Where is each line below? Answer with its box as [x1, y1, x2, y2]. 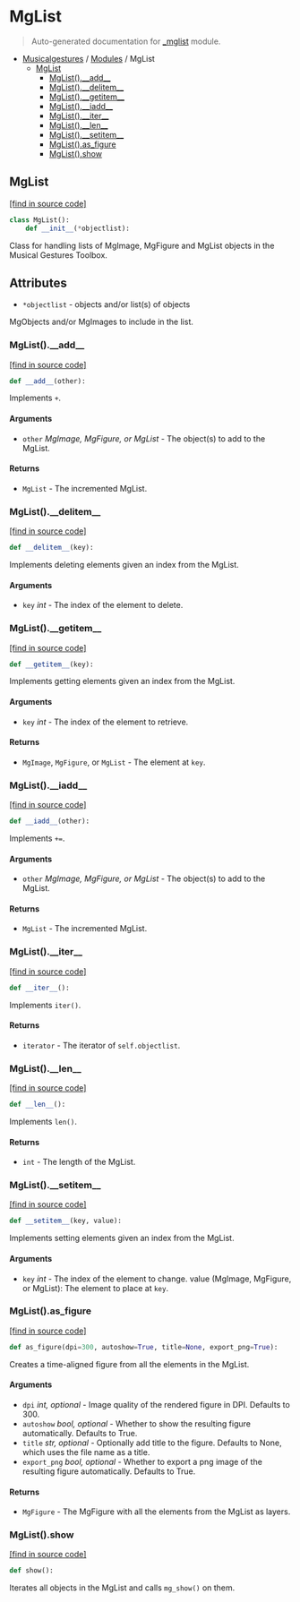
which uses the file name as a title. [21, 1446, 150, 1457]
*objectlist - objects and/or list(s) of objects [21, 299, 191, 310]
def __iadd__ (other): [9, 817, 90, 826]
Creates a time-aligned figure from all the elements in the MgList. [9, 1358, 250, 1369]
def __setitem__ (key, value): [9, 1216, 123, 1226]
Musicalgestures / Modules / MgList [21, 53, 155, 64]
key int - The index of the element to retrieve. [21, 716, 189, 727]
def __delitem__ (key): [9, 544, 94, 553]
